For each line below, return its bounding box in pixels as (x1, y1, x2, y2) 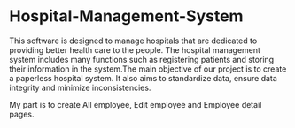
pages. (9, 109, 35, 119)
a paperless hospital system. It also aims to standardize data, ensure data (9, 72, 277, 83)
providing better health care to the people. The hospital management (9, 44, 261, 55)
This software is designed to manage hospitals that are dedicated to (9, 35, 258, 46)
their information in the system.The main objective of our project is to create (9, 64, 287, 74)
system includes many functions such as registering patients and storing (9, 54, 275, 64)
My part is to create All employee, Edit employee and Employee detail (9, 99, 262, 109)
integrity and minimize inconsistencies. (9, 82, 151, 93)
